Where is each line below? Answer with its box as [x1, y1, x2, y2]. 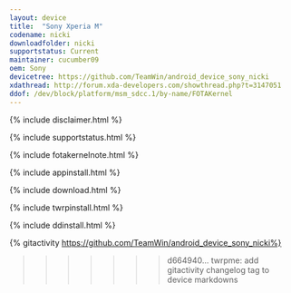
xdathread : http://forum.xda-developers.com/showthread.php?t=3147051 [9, 81, 282, 90]
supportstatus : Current [9, 47, 100, 56]
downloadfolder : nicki [9, 38, 95, 48]
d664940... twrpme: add [167, 255, 259, 266]
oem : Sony [9, 64, 47, 73]
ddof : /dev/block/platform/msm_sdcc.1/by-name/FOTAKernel [9, 89, 233, 98]
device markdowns [167, 274, 238, 285]
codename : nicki [9, 30, 71, 39]
